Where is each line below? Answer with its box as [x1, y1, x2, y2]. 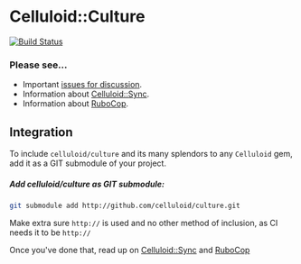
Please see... [9, 59, 68, 71]
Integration [9, 124, 74, 140]
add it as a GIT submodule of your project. [9, 158, 167, 168]
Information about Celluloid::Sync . [22, 88, 150, 100]
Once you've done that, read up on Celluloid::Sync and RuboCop [9, 244, 250, 255]
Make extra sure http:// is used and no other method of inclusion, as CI [9, 217, 278, 228]
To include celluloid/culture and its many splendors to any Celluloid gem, [9, 149, 294, 159]
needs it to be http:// [9, 227, 91, 238]
